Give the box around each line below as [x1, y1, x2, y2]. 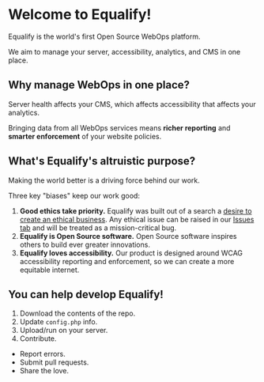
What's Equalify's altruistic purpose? [8, 154, 196, 168]
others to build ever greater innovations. [19, 240, 150, 249]
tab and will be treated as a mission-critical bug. [19, 223, 177, 233]
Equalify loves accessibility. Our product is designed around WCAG [19, 248, 243, 258]
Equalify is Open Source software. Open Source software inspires [19, 231, 237, 240]
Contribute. [19, 334, 57, 343]
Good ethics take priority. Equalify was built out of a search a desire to [19, 206, 252, 215]
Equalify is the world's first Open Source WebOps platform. [8, 32, 201, 41]
